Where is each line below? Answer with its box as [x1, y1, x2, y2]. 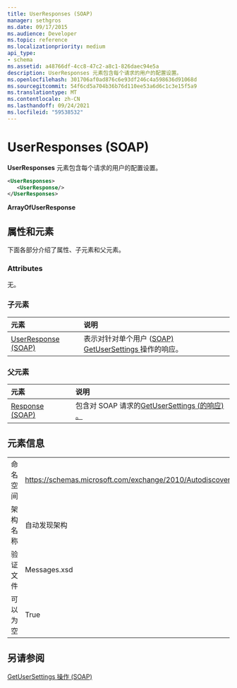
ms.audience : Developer [7, 30, 78, 37]
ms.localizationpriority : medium [7, 43, 106, 50]
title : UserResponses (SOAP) [7, 10, 93, 18]
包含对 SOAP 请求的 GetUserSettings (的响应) [75, 401, 224, 411]
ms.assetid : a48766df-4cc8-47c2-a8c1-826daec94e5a [7, 63, 159, 70]
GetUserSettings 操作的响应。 [83, 344, 183, 354]
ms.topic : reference [7, 37, 68, 44]
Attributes [7, 264, 43, 274]
